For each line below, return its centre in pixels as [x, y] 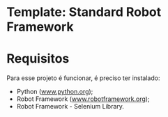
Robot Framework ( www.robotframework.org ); [83, 99]
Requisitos [38, 59]
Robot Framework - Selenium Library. [70, 107]
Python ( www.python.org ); [55, 92]
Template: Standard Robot [84, 12]
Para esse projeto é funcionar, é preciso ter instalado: [83, 78]
